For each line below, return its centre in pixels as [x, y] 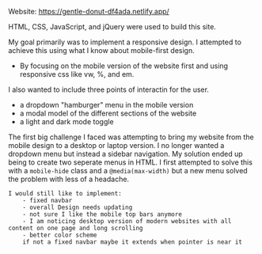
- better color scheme [60, 235]
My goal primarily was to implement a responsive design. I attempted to [125, 42]
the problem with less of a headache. [68, 179]
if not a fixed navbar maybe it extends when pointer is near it [133, 242]
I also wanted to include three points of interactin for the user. [109, 89]
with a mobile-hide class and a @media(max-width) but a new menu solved [128, 171]
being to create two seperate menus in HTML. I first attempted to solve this [131, 162]
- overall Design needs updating [78, 207]
